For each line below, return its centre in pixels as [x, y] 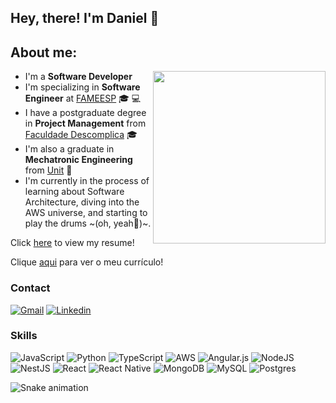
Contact [30, 288]
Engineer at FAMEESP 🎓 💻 [83, 98]
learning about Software [74, 192]
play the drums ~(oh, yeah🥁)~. [88, 223]
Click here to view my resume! [72, 243]
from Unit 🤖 [48, 170]
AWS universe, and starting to [86, 213]
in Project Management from [85, 123]
